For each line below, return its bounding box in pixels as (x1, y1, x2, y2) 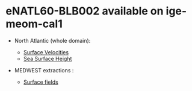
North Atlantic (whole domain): (14, 37, 91, 44)
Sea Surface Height (23, 55, 72, 62)
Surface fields (23, 78, 58, 86)
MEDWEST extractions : (14, 66, 74, 74)
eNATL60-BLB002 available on (5, 4, 164, 18)
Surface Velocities (23, 48, 69, 55)
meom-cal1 (5, 17, 63, 31)
